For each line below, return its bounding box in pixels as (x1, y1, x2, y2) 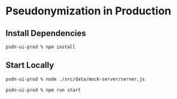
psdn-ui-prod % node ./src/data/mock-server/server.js (5, 76, 145, 82)
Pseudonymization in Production (5, 4, 172, 18)
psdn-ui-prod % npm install (5, 44, 76, 50)
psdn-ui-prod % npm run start (5, 87, 81, 93)
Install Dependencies (5, 28, 86, 38)
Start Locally (5, 60, 54, 70)
